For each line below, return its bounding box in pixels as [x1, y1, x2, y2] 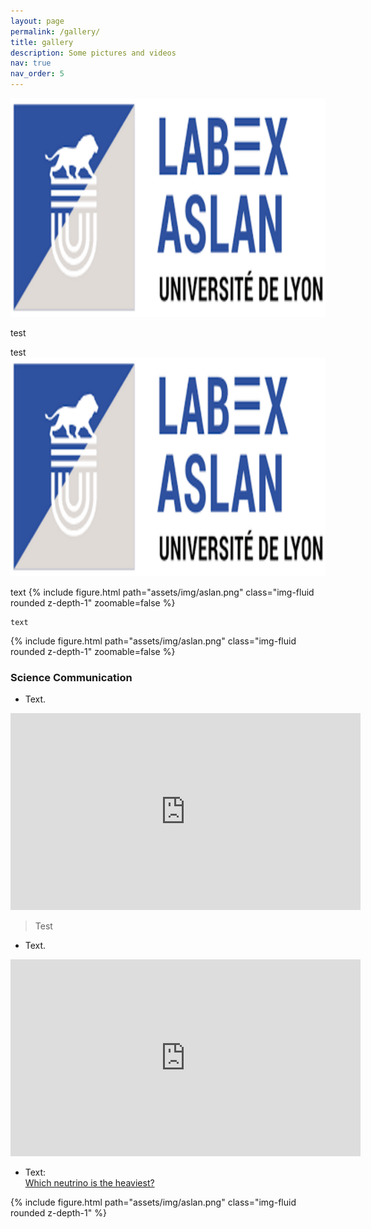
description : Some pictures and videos [10, 48, 177, 58]
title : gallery [10, 37, 74, 47]
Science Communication [10, 670, 133, 684]
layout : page [10, 16, 65, 26]
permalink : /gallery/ [10, 26, 101, 37]
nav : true [10, 58, 52, 69]
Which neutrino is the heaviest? [24, 1177, 155, 1189]
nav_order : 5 [10, 69, 65, 79]
